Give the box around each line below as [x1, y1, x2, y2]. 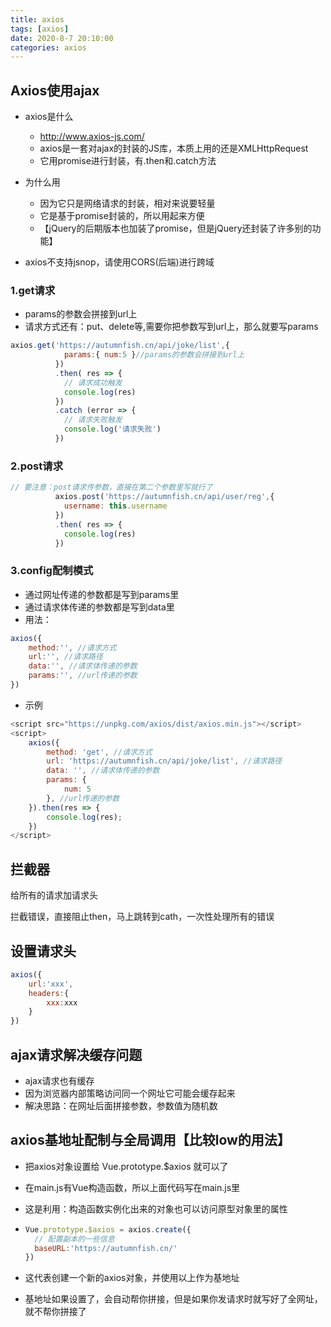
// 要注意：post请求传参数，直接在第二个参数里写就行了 [10, 482, 213, 493]
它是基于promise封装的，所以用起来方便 [39, 210, 205, 222]
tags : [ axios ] [10, 24, 70, 34]
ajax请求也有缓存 [24, 1075, 95, 1087]
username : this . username [63, 501, 168, 511]
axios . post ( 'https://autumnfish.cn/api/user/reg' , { [54, 492, 275, 502]
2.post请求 [10, 459, 63, 473]
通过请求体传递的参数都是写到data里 [24, 601, 175, 613]
